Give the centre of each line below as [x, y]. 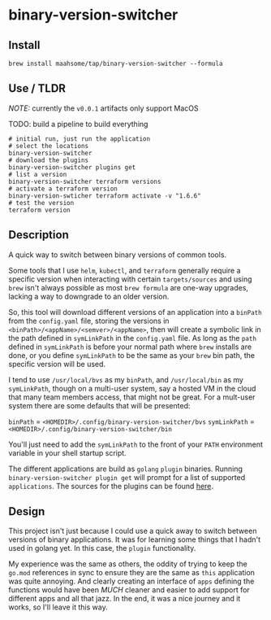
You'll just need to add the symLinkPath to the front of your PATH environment [136, 444]
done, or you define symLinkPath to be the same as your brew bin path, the [132, 355]
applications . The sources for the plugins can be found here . [111, 486]
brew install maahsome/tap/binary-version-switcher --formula [116, 63]
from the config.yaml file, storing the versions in [89, 321]
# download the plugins [49, 160]
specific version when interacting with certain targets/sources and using [130, 279]
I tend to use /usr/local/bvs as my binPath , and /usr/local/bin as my [126, 379]
